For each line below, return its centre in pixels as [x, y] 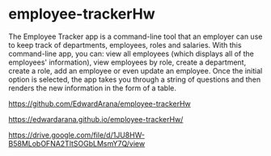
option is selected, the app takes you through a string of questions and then [135, 79]
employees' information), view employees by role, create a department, [127, 62]
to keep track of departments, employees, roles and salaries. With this [125, 44]
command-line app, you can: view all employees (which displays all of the [131, 53]
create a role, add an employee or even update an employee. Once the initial [135, 70]
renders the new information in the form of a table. [92, 88]
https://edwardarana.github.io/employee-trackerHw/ [96, 119]
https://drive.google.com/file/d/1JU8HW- [77, 135]
